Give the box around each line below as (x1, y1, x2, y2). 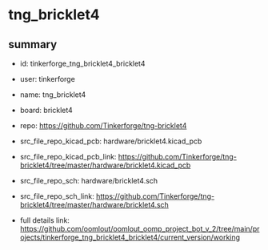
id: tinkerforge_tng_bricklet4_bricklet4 (19, 58, 146, 68)
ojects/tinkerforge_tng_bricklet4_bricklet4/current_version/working (19, 232, 241, 242)
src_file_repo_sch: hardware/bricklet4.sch (19, 176, 158, 185)
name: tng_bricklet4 (19, 90, 86, 99)
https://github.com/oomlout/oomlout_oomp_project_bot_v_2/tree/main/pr (19, 224, 260, 233)
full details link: (19, 216, 70, 225)
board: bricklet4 (19, 106, 74, 115)
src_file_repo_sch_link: (19, 192, 94, 201)
